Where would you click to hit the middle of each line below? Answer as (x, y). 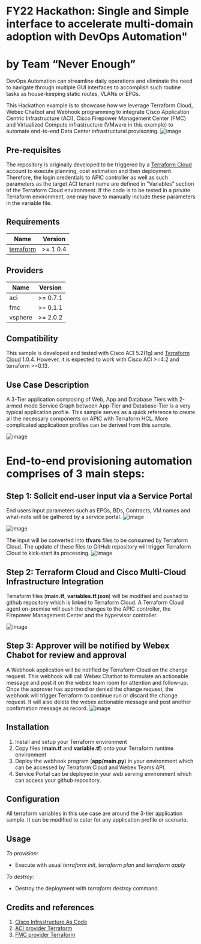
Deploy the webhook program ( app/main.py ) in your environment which (104, 761)
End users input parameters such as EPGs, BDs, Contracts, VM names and (98, 511)
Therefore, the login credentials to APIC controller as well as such (87, 177)
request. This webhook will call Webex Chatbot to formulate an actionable (97, 676)
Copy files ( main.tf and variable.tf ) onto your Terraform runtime (94, 748)
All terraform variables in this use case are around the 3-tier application (94, 813)
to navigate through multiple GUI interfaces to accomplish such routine (94, 87)
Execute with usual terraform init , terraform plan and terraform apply (100, 865)
